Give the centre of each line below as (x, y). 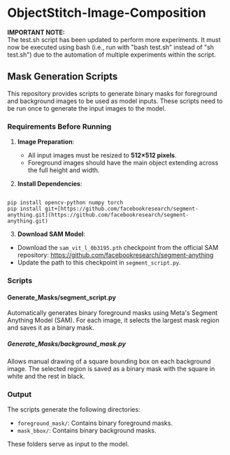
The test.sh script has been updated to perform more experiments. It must (114, 39)
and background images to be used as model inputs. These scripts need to (115, 101)
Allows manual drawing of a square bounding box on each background (109, 361)
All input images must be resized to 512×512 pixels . (102, 155)
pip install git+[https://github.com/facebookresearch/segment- (103, 209)
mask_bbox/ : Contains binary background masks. (87, 430)
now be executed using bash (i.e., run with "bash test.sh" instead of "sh (111, 47)
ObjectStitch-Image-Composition (107, 13)
